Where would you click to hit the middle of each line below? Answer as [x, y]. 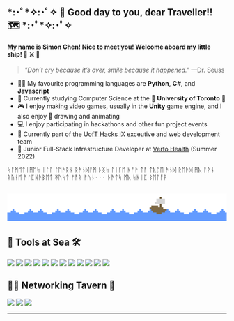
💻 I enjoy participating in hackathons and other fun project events [112, 124]
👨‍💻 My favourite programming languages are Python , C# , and [106, 83]
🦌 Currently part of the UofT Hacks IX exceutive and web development [119, 134]
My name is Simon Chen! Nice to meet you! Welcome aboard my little [109, 47]
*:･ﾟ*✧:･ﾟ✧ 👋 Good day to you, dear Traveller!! [110, 13]
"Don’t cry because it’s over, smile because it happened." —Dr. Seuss [124, 70]
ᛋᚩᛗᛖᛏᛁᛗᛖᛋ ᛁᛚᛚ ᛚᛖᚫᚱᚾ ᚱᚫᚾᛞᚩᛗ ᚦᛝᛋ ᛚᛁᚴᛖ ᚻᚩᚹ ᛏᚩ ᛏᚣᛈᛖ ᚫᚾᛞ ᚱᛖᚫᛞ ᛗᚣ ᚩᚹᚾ [111, 170]
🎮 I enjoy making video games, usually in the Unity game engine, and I [119, 106]
